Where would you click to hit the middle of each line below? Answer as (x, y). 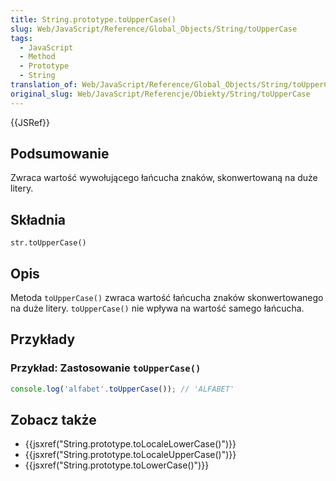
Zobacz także (53, 420)
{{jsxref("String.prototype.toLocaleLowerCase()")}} (130, 444)
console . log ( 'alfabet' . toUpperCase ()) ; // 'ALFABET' (122, 389)
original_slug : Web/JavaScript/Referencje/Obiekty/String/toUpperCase (160, 94)
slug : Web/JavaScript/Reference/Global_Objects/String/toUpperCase (154, 29)
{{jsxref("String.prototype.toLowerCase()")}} (117, 465)
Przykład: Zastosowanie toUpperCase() (106, 368)
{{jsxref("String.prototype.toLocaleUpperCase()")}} (130, 455)
